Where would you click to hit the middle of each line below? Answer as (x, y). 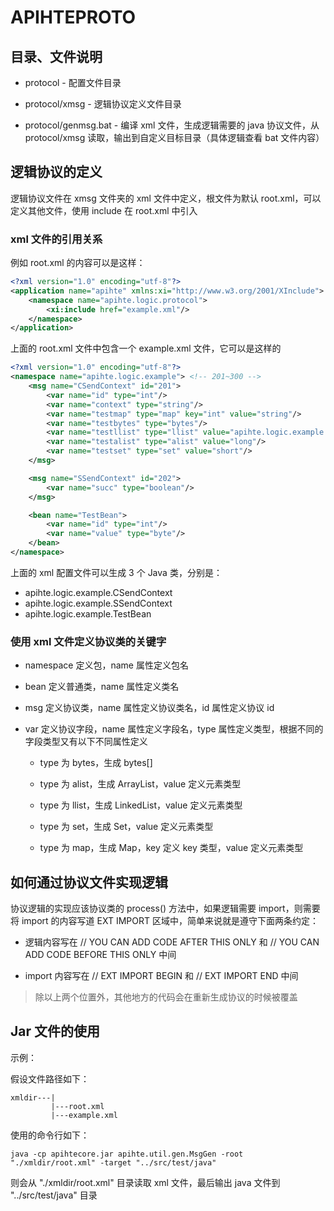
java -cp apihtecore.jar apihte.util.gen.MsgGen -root (127, 1154)
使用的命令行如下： (50, 1135)
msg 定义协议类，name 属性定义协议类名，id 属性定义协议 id (149, 708)
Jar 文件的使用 (55, 1031)
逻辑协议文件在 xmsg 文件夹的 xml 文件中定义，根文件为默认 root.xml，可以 (166, 198)
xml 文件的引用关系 (56, 239)
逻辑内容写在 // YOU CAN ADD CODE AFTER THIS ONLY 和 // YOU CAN (172, 942)
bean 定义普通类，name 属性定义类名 (102, 687)
